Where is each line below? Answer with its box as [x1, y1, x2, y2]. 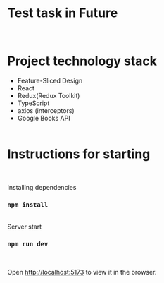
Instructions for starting [7, 146, 151, 162]
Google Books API [17, 114, 70, 122]
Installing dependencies [7, 183, 77, 191]
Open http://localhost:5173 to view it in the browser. [7, 268, 157, 277]
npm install [7, 200, 49, 209]
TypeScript [17, 99, 50, 107]
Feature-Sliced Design [17, 76, 83, 85]
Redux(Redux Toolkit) [17, 91, 80, 100]
